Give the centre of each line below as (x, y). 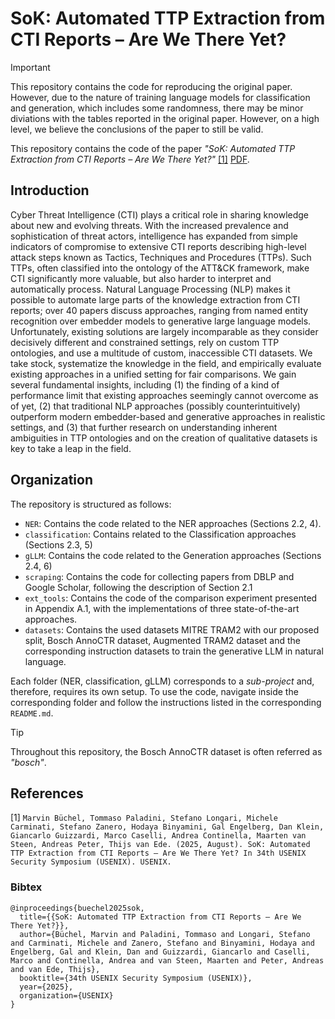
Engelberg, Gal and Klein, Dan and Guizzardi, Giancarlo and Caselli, (160, 952)
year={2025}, (46, 987)
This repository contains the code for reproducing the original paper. (151, 86)
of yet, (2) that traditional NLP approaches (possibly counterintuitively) (155, 406)
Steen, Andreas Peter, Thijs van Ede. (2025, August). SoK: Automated (160, 845)
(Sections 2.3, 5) (58, 544)
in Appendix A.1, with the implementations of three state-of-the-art (162, 608)
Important (30, 67)
